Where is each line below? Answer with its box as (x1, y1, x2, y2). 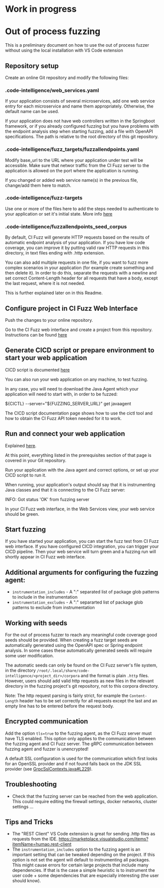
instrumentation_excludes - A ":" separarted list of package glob (12, 599, 143, 605)
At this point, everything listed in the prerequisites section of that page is (5, 452, 152, 458)
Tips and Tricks (5, 818, 53, 826)
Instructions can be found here (5, 332, 68, 337)
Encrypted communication (5, 717, 88, 725)
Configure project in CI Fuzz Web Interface (5, 304, 138, 312)
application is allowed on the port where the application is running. (5, 167, 140, 173)
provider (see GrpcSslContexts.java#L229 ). (5, 766, 93, 772)
